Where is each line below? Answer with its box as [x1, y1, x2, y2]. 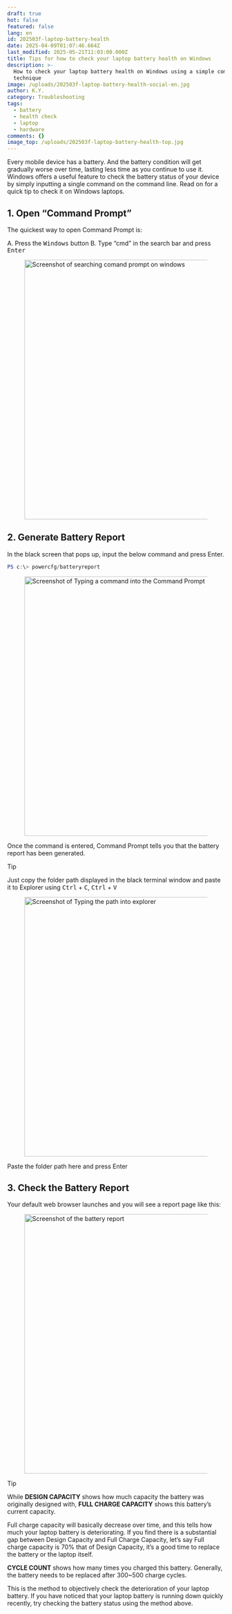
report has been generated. [7, 849, 86, 857]
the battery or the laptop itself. [7, 1550, 93, 1559]
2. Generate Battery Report [7, 532, 126, 543]
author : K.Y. [7, 87, 45, 94]
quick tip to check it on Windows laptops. [7, 188, 125, 196]
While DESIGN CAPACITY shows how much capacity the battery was [7, 1493, 204, 1501]
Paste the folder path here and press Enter [7, 1162, 128, 1170]
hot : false [7, 17, 39, 24]
